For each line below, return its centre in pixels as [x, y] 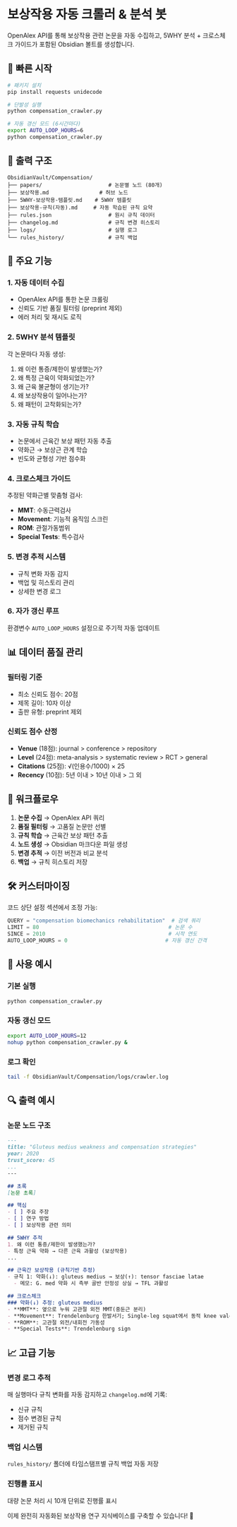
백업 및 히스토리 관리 [46, 582]
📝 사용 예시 [30, 964]
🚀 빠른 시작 [30, 69]
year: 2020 [23, 1154]
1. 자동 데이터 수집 [36, 283]
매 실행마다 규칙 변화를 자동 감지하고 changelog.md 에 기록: [87, 1394]
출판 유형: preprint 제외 [50, 712]
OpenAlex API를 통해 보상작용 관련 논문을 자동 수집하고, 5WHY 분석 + [104, 35]
